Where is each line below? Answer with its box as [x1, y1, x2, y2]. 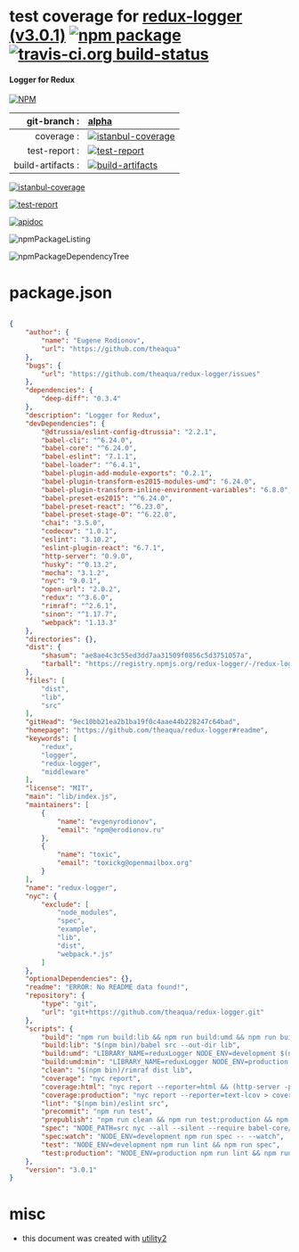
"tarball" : [41, 660, 82, 669]
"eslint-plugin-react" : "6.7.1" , [41, 543, 166, 552]
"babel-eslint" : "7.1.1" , [41, 452, 138, 461]
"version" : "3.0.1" [25, 1166, 98, 1174]
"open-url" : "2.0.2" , [41, 585, 122, 594]
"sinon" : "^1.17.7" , [41, 609, 117, 619]
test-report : [27, 144, 80, 157]
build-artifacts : [13, 159, 80, 171]
